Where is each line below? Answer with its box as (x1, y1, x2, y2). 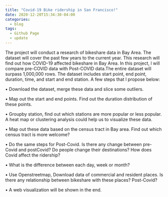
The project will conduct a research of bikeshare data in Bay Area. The (5, 49, 151, 56)
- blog (10, 21, 24, 27)
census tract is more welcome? (5, 131, 70, 137)
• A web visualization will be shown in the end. (5, 186, 102, 192)
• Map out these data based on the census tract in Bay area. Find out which (5, 126, 162, 132)
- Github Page (10, 31, 39, 36)
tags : (5, 26, 17, 31)
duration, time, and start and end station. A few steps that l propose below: (5, 76, 160, 82)
